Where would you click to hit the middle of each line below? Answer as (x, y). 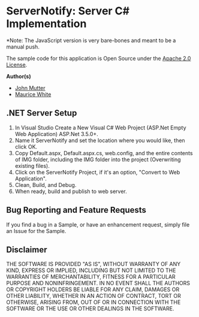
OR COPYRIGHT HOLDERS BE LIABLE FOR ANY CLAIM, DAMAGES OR (93, 289)
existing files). (32, 165)
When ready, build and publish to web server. (71, 191)
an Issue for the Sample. (36, 231)
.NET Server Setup (42, 113)
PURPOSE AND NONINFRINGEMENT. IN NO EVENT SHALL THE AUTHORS (98, 283)
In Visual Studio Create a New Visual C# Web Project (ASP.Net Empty (101, 128)
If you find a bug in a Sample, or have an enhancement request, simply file (98, 224)
